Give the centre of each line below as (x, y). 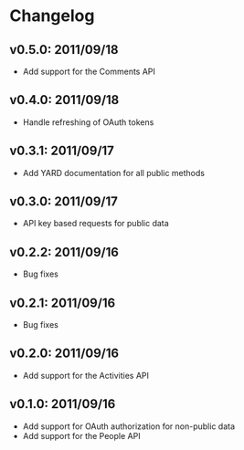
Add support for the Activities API (85, 375)
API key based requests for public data (95, 224)
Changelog (52, 16)
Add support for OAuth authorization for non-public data (129, 426)
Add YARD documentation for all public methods (114, 173)
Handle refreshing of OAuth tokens (88, 122)
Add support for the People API (81, 435)
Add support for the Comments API (89, 71)
